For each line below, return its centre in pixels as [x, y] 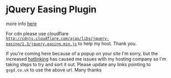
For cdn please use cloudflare [37, 33]
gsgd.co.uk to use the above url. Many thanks [54, 70]
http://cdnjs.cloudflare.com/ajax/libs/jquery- [58, 38]
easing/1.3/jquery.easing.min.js [41, 44]
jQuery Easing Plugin [51, 9]
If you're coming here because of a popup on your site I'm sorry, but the [82, 53]
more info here [22, 24]
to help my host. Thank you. [108, 43]
